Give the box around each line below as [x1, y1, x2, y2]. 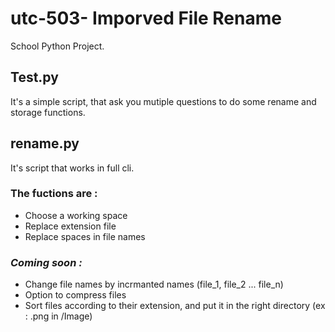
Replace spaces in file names [24, 230, 146, 242]
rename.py [10, 135, 80, 152]
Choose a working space [24, 209, 128, 221]
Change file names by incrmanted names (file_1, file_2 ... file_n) [24, 278, 284, 291]
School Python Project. [10, 40, 105, 52]
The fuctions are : [10, 187, 98, 201]
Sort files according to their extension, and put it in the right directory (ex [24, 300, 326, 312]
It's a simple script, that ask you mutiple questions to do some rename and [10, 95, 317, 107]
